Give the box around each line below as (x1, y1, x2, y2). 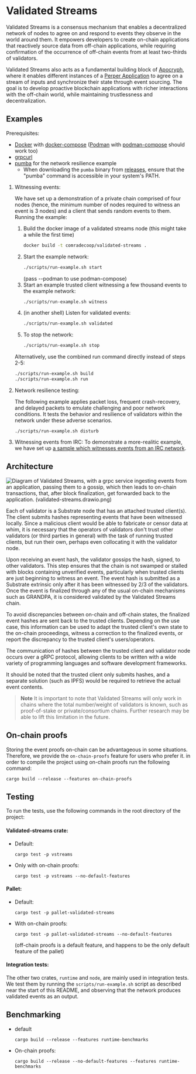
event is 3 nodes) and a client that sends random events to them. (14, 207, 171, 214)
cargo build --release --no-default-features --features (14, 1058, 157, 1064)
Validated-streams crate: (6, 827, 68, 834)
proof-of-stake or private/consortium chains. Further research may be (20, 707, 190, 714)
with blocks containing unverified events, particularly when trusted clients (6, 568, 184, 575)
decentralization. (6, 97, 47, 104)
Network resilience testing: (14, 387, 80, 394)
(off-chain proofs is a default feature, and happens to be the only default (14, 942, 190, 949)
